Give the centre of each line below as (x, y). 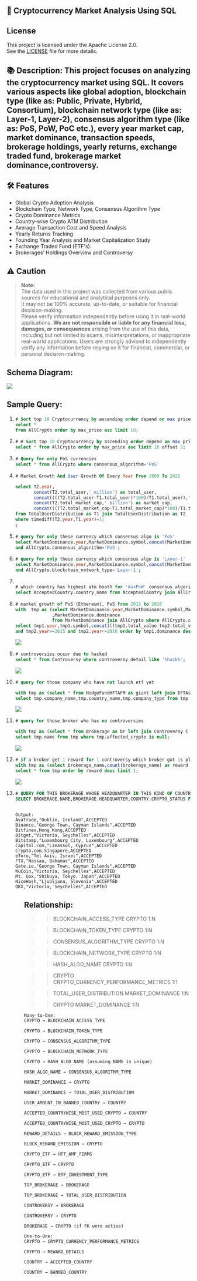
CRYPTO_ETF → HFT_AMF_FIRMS (58, 1154)
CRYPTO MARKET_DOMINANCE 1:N (96, 1005)
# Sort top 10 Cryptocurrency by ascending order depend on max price (103, 419)
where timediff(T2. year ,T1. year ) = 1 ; (60, 520)
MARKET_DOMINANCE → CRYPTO (57, 1083)
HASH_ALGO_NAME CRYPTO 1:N (93, 965)
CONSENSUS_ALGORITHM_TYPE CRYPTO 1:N (109, 942)
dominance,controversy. (53, 165)
